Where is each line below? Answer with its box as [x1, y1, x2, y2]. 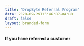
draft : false [5, 16, 32, 21]
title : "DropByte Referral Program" [5, 7, 80, 12]
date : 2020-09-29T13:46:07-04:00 [5, 12, 73, 16]
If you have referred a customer [5, 35, 71, 41]
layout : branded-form [5, 20, 49, 26]
